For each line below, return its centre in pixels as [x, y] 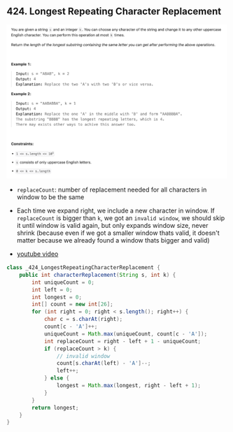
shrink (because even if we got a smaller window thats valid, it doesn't [118, 233]
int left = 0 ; [52, 289]
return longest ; [55, 408]
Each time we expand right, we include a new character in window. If [115, 211]
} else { [57, 378]
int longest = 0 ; [57, 297]
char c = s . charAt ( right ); [83, 319]
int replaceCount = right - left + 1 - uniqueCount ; [122, 341]
